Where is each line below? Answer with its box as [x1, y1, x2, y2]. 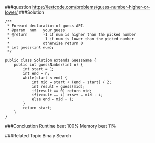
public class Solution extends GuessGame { [5, 58, 97, 63]
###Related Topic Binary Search [5, 133, 71, 138]
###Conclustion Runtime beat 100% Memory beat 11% [5, 123, 116, 129]
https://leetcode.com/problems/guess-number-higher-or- [32, 4, 150, 10]
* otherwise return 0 [7, 41, 83, 46]
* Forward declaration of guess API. [7, 23, 85, 28]
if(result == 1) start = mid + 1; [31, 93, 103, 97]
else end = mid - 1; [31, 97, 74, 102]
